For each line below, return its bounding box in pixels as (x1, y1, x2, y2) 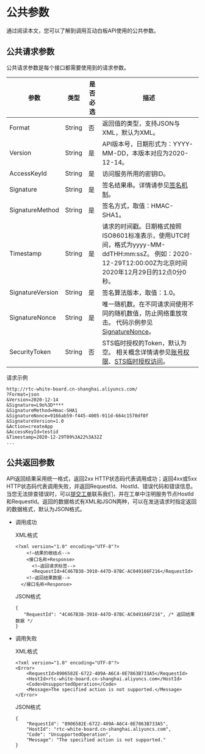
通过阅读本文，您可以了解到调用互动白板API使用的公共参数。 (6, 27, 160, 34)
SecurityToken (9, 347, 51, 356)
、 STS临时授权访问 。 (108, 357, 170, 365)
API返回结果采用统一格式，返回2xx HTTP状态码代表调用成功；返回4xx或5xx (6, 475, 197, 482)
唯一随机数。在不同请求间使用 (102, 300, 188, 308)
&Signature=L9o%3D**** (6, 402, 64, 408)
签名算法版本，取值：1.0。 (102, 288, 179, 296)
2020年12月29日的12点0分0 (102, 268, 187, 276)
